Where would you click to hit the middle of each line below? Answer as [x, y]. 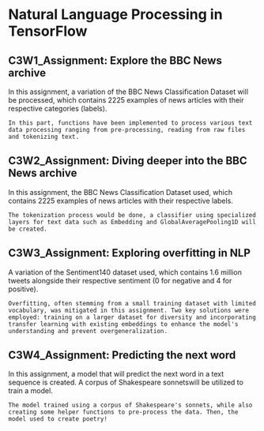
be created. [28, 229]
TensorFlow [48, 31]
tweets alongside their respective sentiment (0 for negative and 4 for [120, 280]
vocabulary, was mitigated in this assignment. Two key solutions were [128, 310]
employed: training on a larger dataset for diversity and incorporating [132, 317]
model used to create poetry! [58, 419]
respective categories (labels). [58, 109]
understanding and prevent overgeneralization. [88, 331]
